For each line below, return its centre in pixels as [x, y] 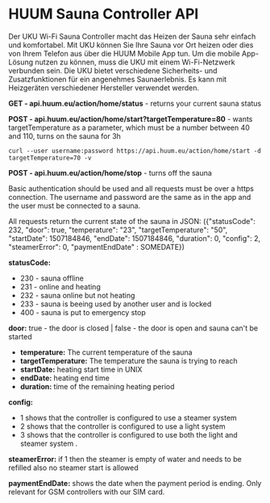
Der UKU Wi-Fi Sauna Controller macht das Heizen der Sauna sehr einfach [132, 36]
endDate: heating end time [65, 378]
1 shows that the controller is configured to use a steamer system [129, 418]
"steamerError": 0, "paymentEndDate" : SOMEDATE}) [97, 247]
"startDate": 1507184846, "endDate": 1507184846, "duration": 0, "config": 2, [135, 238]
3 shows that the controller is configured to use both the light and [129, 434]
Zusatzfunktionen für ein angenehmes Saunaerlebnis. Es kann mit [118, 79]
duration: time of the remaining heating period [97, 386]
